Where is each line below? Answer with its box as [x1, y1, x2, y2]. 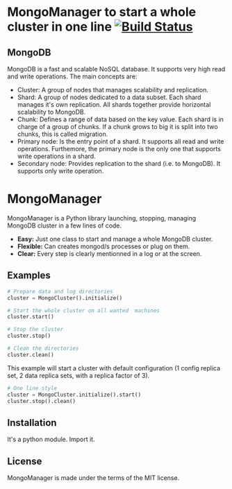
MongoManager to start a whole [7, 4, 197, 20]
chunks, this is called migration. [17, 130, 108, 138]
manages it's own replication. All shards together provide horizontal [17, 101, 211, 108]
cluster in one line [7, 19, 113, 35]
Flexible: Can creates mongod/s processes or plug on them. [17, 242, 190, 250]
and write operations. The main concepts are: [7, 72, 138, 80]
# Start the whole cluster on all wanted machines [7, 307, 160, 314]
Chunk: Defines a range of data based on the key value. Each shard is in [17, 115, 224, 123]
